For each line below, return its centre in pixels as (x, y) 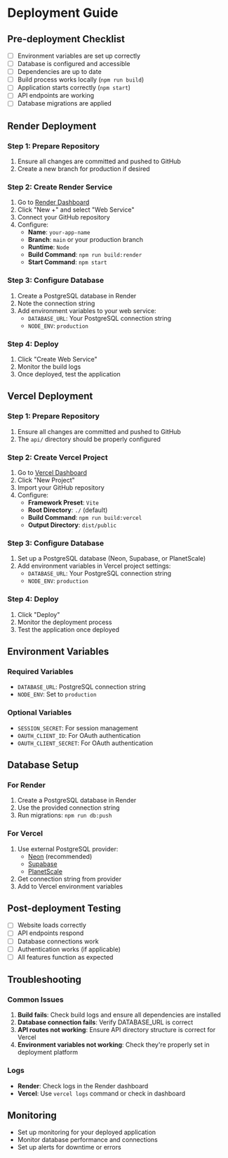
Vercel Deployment (50, 396)
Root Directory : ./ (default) (68, 510)
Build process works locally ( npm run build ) (81, 79)
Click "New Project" (46, 480)
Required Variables (40, 671)
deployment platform (48, 1052)
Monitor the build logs (49, 367)
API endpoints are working (56, 96)
